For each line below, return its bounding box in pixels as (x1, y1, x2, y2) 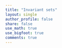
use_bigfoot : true (5, 30, 44, 35)
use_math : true (5, 26, 37, 31)
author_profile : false (5, 16, 53, 21)
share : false (5, 21, 33, 26)
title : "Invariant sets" (5, 7, 57, 12)
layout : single (5, 12, 37, 17)
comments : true (5, 35, 37, 40)
